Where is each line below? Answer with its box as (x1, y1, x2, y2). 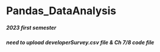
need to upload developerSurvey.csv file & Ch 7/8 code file (6, 39, 155, 46)
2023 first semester (6, 24, 57, 31)
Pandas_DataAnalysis (6, 4, 117, 18)
